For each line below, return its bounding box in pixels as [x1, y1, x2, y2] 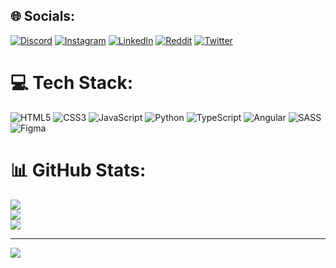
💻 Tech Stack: [10, 72, 134, 94]
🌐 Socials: [10, 8, 76, 25]
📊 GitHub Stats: [10, 159, 147, 181]
